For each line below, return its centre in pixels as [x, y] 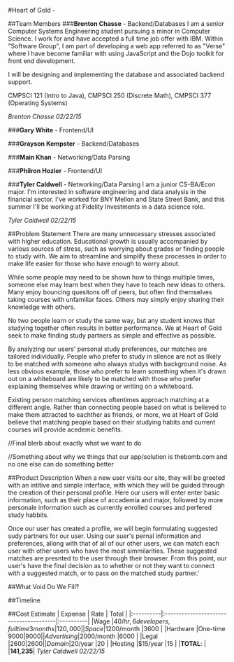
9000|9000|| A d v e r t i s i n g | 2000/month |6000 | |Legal [83, 636]
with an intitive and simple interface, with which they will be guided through [117, 485]
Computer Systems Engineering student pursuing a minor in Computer [109, 31]
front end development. [42, 61]
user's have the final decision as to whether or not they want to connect [111, 566]
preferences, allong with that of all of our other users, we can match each [114, 543]
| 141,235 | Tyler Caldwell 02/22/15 [57, 651]
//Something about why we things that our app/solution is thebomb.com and [118, 457]
